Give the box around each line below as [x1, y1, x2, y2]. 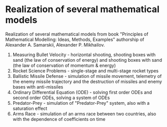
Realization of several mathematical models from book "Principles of [5, 31, 149, 37]
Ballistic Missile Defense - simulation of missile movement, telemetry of [12, 73, 162, 79]
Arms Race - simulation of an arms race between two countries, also [12, 110, 156, 117]
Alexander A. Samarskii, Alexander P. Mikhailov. [5, 41, 105, 48]
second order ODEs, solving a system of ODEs [12, 95, 110, 101]
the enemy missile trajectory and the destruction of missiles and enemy [12, 78, 162, 84]
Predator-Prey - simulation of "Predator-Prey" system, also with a [12, 100, 150, 106]
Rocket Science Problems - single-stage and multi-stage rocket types [12, 67, 159, 74]
